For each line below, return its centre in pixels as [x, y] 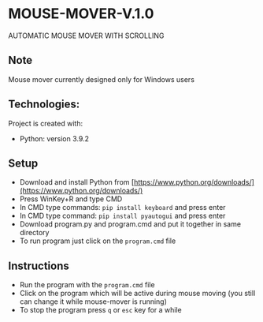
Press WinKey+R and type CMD [71, 199]
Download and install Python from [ [77, 182]
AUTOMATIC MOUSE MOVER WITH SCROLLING [86, 36]
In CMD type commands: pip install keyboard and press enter [122, 208]
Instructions [39, 266]
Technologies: [44, 105]
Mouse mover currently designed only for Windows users [102, 79]
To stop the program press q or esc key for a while [101, 310]
